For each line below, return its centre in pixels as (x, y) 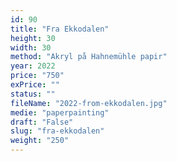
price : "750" (37, 76)
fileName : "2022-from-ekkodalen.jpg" (89, 103)
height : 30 (33, 38)
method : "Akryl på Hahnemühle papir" (89, 57)
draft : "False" (42, 122)
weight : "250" (40, 141)
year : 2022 (33, 66)
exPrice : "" (35, 85)
